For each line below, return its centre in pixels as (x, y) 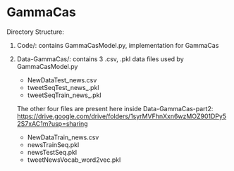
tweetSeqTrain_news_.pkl (64, 95)
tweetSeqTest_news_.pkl (63, 87)
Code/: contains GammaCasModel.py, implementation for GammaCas (118, 45)
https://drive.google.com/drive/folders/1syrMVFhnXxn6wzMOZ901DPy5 (122, 116)
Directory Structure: (36, 32)
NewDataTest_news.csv (62, 80)
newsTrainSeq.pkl (53, 144)
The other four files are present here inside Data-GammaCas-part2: (115, 108)
